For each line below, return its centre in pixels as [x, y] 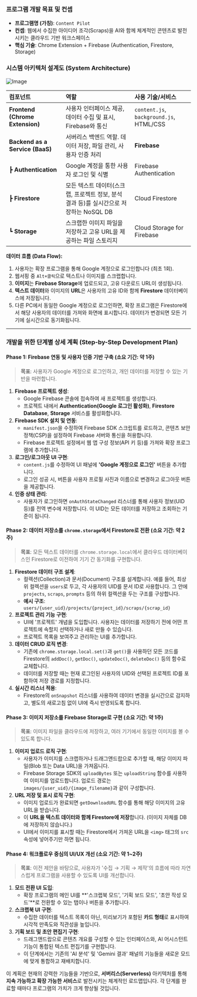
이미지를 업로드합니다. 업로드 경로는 [70, 781]
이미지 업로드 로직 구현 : [41, 751]
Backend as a [28, 142]
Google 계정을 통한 [91, 166]
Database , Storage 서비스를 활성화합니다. [72, 413]
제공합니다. [42, 486]
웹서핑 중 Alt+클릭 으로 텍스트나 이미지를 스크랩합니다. [75, 276]
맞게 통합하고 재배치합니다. [60, 961]
